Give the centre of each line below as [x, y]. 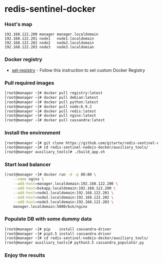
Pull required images [29, 83]
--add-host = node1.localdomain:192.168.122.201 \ [63, 193]
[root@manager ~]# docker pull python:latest [51, 102]
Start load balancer [28, 165]
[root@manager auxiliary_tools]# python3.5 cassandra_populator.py [74, 243]
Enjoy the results [25, 255]
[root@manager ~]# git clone [34, 143]
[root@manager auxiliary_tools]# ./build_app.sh [55, 152]
